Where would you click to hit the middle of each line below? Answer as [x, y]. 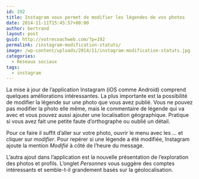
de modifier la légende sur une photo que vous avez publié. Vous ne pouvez [99, 103]
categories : [21, 56]
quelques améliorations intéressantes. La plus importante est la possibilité [97, 96]
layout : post [22, 34]
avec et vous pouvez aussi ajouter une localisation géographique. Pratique [98, 115]
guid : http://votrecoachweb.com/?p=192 [56, 39]
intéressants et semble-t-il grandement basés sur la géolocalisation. [90, 170]
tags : [13, 67]
